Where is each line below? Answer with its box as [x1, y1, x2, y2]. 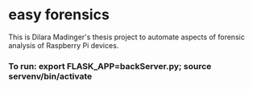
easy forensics [8, 6, 110, 24]
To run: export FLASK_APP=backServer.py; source [8, 60, 212, 71]
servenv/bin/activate [8, 71, 93, 82]
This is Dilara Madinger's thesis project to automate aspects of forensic [8, 32, 246, 42]
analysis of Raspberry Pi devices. [8, 40, 119, 50]
